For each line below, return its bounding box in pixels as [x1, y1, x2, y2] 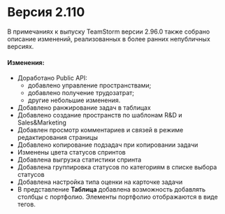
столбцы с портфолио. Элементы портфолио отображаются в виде [17, 193, 218, 201]
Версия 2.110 [7, 4, 85, 20]
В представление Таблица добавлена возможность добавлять [17, 185, 206, 194]
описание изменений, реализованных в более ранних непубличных [7, 34, 211, 43]
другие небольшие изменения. [27, 96, 121, 105]
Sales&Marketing [17, 118, 66, 127]
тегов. [17, 200, 36, 208]
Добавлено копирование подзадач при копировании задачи [17, 141, 198, 149]
